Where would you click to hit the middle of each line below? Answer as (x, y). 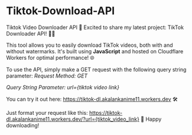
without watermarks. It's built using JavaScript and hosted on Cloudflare (95, 51)
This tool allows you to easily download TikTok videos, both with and (90, 45)
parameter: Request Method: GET (47, 76)
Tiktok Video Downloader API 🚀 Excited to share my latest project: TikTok (95, 27)
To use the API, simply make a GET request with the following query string (96, 69)
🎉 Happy (151, 119)
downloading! (23, 125)
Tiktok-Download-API (61, 11)
